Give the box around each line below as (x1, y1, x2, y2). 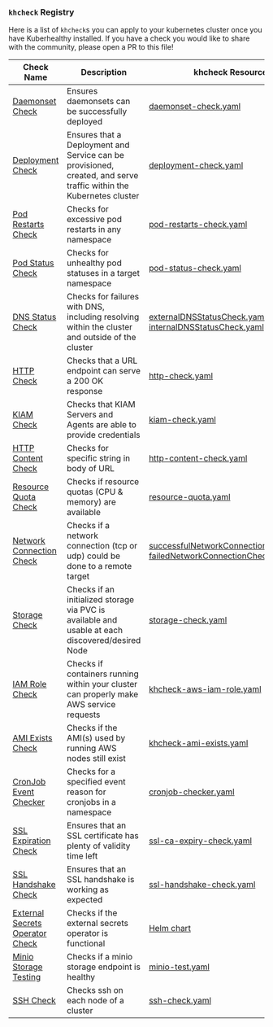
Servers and (66, 409, 114, 421)
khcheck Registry (8, 7, 75, 18)
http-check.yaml (149, 370, 214, 382)
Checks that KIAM (66, 399, 136, 410)
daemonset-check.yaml (149, 101, 241, 112)
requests (66, 709, 101, 720)
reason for (66, 786, 106, 798)
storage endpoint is (66, 961, 141, 972)
